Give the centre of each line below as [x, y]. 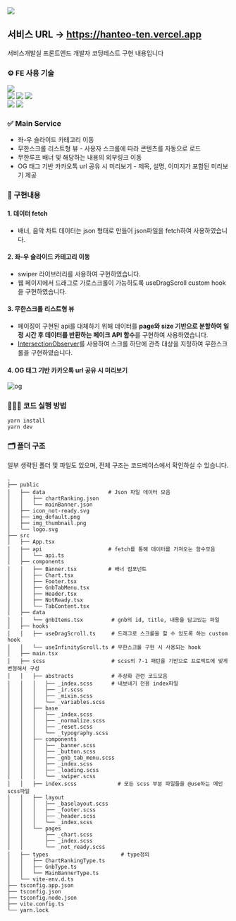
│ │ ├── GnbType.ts [42, 867]
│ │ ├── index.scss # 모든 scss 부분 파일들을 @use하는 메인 [115, 784]
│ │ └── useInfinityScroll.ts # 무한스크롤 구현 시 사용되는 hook [104, 647]
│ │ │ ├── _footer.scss [52, 810]
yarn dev [20, 427]
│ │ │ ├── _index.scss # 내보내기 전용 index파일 [93, 684]
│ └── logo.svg [33, 529]
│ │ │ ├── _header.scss [52, 816]
